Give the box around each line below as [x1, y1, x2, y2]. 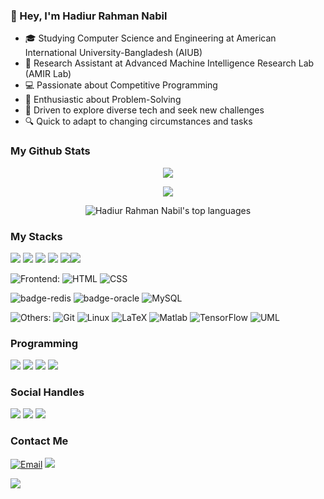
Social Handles [10, 385, 85, 399]
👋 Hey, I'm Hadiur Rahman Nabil [10, 9, 168, 23]
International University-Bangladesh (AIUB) [24, 47, 203, 59]
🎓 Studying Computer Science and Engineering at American [24, 32, 277, 44]
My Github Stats [10, 144, 91, 158]
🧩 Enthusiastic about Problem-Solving [24, 94, 182, 106]
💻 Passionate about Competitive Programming [24, 79, 218, 91]
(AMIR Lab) [24, 68, 72, 80]
